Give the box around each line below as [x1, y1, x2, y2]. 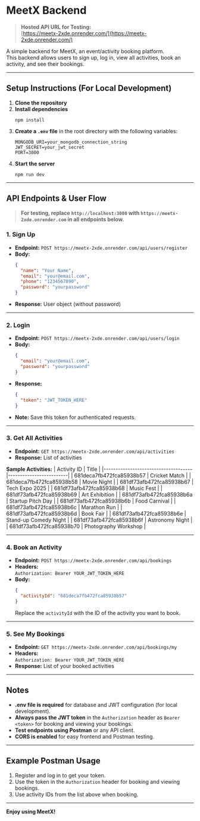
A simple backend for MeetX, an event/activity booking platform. [6, 47, 165, 54]
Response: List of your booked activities [14, 663, 115, 670]
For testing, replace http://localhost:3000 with [20, 209, 140, 216]
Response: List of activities [14, 454, 82, 461]
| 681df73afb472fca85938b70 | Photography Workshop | [6, 522, 146, 529]
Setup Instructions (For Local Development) [6, 83, 172, 93]
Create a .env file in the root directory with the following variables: [14, 127, 178, 134]
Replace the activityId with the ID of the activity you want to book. [14, 609, 180, 616]
